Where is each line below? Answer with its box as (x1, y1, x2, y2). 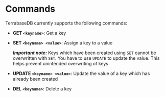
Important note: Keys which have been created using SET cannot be (12, 50, 156, 56)
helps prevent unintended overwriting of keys (12, 60, 109, 66)
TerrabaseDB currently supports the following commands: (5, 20, 128, 26)
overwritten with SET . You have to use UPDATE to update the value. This (12, 55, 160, 61)
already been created (12, 76, 58, 82)
